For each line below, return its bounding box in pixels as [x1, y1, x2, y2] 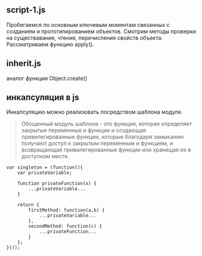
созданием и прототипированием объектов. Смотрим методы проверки [6, 27, 197, 35]
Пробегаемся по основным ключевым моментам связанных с [6, 21, 170, 28]
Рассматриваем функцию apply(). [6, 40, 95, 48]
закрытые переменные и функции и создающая [21, 126, 146, 134]
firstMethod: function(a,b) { [28, 207, 105, 213]
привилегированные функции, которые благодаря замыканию [21, 133, 184, 141]
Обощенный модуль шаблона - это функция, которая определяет [21, 120, 192, 128]
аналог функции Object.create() [6, 75, 87, 82]
